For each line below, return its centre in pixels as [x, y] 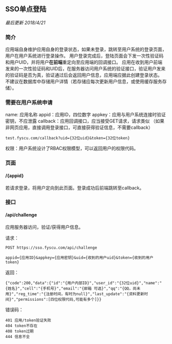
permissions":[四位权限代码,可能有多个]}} [60, 299]
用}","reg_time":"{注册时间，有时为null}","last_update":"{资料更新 [75, 294]
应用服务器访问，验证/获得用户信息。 [44, 227]
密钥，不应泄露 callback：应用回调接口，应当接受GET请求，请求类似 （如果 [85, 121]
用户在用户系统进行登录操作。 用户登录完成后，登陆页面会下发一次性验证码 [84, 56]
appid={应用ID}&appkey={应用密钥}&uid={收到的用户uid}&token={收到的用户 [79, 258]
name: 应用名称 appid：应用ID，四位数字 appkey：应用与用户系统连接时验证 [86, 115]
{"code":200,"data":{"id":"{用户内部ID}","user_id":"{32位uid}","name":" [84, 283]
